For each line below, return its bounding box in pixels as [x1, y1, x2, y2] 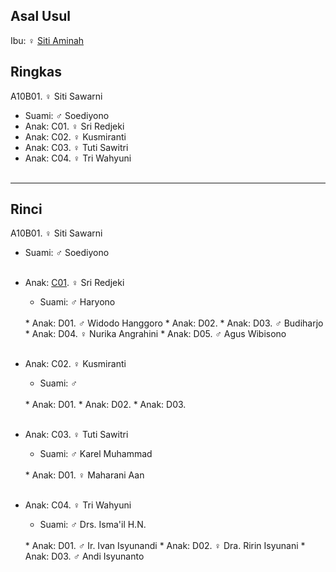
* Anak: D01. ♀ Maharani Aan [24, 469, 145, 481]
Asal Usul [10, 8, 71, 25]
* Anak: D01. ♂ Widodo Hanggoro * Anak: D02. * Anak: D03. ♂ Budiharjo [24, 317, 324, 329]
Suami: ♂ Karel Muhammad [39, 448, 153, 460]
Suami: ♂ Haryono [39, 296, 116, 308]
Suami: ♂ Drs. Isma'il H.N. [39, 519, 147, 531]
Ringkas [10, 64, 62, 81]
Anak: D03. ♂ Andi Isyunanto [24, 550, 145, 563]
